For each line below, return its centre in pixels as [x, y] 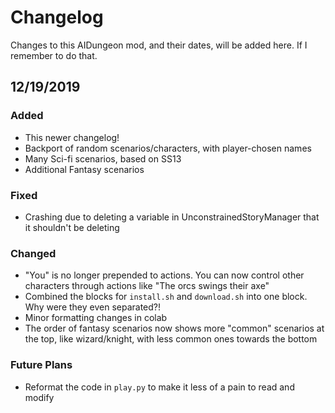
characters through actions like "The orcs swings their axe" [147, 286]
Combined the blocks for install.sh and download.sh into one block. [166, 297]
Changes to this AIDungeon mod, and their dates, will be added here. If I [159, 45]
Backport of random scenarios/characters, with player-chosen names [168, 148]
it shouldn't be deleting [72, 227]
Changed [33, 253]
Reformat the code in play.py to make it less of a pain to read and [159, 387]
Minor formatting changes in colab [96, 318]
